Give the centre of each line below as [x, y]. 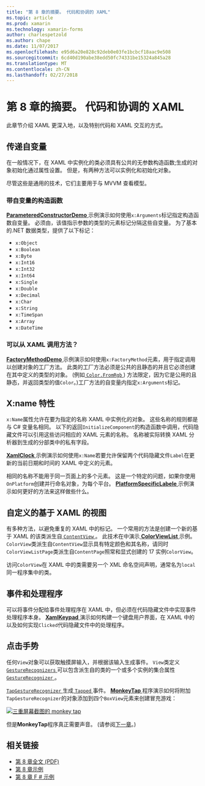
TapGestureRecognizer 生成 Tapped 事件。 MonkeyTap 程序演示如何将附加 [99, 690]
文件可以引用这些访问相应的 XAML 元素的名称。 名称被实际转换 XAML [99, 435]
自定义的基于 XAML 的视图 [57, 512]
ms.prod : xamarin [28, 23]
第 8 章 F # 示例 [35, 777]
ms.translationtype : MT [37, 63]
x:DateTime [29, 328]
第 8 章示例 [29, 769]
